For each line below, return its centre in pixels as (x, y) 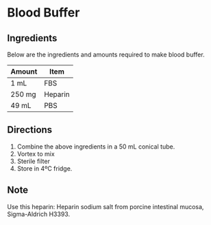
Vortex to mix (36, 153)
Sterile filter (33, 161)
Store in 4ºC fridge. (45, 168)
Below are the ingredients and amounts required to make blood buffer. (106, 54)
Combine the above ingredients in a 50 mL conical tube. (96, 147)
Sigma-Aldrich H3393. (39, 214)
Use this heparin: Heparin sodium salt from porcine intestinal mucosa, (105, 206)
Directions (30, 130)
